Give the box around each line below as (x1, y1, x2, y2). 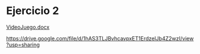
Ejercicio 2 (6, 4, 60, 18)
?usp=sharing (6, 41, 40, 48)
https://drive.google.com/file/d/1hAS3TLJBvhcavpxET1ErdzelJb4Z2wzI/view (6, 35, 194, 42)
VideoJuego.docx (6, 23, 49, 31)
